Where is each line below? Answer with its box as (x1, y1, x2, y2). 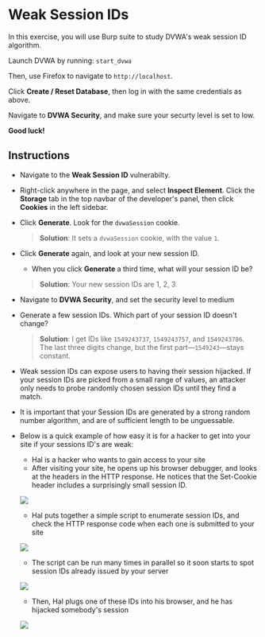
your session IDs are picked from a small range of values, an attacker (19, 375, 246, 384)
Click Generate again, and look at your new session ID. (19, 248, 200, 258)
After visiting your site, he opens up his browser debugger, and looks (31, 463, 258, 472)
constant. (39, 351, 71, 360)
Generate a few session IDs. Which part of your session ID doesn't (19, 310, 237, 320)
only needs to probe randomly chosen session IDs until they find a (19, 383, 236, 393)
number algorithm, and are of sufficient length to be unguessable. (19, 415, 236, 425)
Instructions (8, 149, 70, 162)
